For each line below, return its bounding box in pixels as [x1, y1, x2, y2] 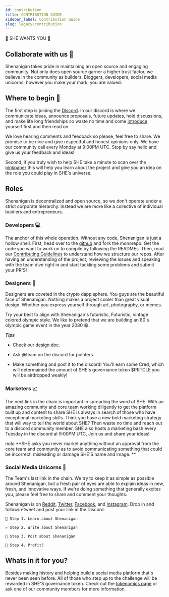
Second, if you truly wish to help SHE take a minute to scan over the [5, 159, 146, 165]
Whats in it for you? [5, 556, 68, 565]
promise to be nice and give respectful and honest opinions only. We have [5, 138, 159, 144]
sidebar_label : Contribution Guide [5, 17, 80, 22]
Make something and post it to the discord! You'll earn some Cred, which [12, 361, 164, 367]
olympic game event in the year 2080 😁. [5, 322, 90, 329]
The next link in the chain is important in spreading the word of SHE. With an [5, 398, 164, 404]
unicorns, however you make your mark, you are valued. [5, 79, 122, 86]
